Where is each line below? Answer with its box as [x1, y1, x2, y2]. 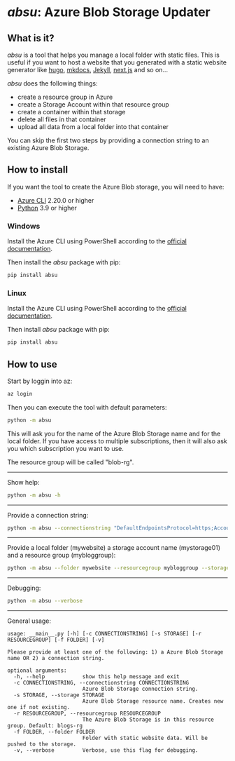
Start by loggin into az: [7, 377, 73, 385]
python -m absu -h [7, 492, 61, 499]
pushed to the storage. [7, 741, 77, 748]
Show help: [7, 478, 40, 486]
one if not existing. [7, 704, 71, 711]
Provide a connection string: [7, 511, 89, 519]
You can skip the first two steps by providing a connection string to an [7, 136, 209, 144]
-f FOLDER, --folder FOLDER [13, 729, 96, 736]
